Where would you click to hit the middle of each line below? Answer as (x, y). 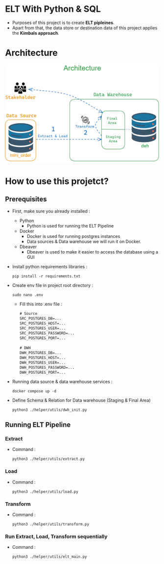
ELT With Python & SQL (53, 9)
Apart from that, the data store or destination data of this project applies (85, 27)
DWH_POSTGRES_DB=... (40, 353)
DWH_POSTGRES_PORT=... (43, 372)
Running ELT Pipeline (38, 425)
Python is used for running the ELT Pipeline (70, 226)
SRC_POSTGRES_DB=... (40, 318)
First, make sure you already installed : (51, 211)
